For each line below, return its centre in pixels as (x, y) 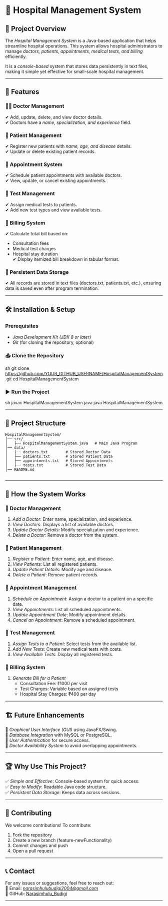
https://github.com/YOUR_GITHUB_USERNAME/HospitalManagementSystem (84, 374)
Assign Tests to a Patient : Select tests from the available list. (74, 644)
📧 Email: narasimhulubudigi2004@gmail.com (52, 889)
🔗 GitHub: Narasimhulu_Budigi (36, 894)
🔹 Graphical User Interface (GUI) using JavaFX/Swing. (61, 730)
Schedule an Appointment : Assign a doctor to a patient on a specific (83, 599)
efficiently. (16, 56)
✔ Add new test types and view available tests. (53, 210)
